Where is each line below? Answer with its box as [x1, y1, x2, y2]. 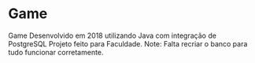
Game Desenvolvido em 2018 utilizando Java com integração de [8, 31, 216, 40]
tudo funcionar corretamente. [8, 47, 104, 57]
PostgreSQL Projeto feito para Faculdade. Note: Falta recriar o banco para [8, 39, 248, 48]
